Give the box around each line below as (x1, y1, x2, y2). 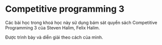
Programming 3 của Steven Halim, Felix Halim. (5, 24, 100, 30)
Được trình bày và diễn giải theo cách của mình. (5, 34, 103, 40)
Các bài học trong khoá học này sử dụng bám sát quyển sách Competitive (5, 20, 158, 25)
